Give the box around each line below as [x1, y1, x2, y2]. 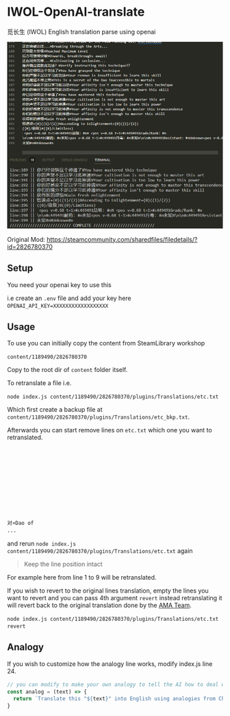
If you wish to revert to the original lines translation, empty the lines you [7, 587, 209, 595]
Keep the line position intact [23, 560, 103, 568]
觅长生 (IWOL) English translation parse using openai [7, 27, 156, 36]
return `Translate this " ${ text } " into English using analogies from [13, 695, 216, 702]
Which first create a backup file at [7, 406, 103, 414]
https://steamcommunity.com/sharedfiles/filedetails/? [47, 235, 198, 243]
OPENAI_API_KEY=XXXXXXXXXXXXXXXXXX [7, 302, 109, 309]
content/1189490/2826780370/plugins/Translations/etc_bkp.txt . [7, 412, 190, 421]
